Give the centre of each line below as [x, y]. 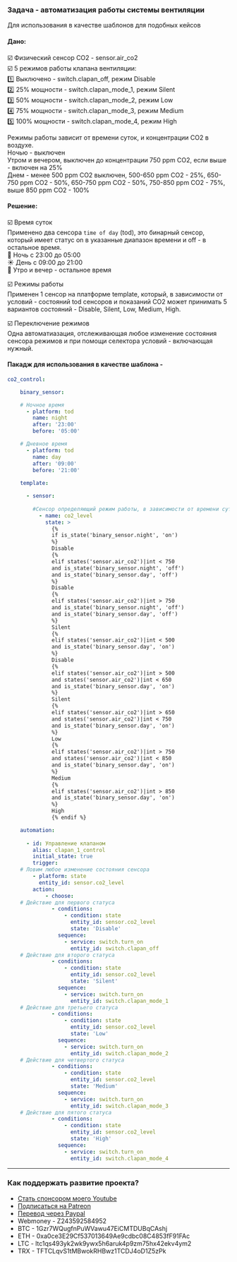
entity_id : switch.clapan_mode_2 [120, 1053]
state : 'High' [91, 1139]
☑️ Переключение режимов [49, 323]
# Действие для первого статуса [67, 902]
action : [44, 889]
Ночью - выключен [36, 152]
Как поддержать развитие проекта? [73, 1183]
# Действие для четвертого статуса [72, 1060]
